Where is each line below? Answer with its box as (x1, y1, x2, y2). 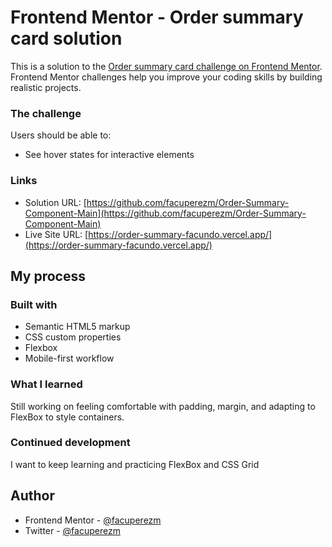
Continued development (10, 436, 131, 450)
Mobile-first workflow (24, 352, 115, 365)
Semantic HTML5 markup (24, 321, 131, 333)
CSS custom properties (24, 331, 122, 343)
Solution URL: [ (24, 196, 87, 208)
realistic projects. (10, 81, 82, 93)
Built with (10, 297, 58, 311)
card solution (10, 27, 123, 50)
